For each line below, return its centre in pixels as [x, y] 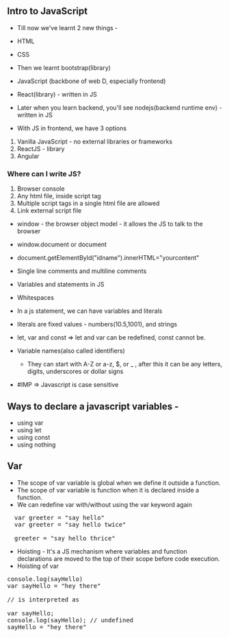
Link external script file [49, 211]
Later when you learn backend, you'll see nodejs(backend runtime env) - [119, 107]
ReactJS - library [41, 149]
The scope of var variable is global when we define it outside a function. [119, 482]
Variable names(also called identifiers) [71, 351]
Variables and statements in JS [60, 285]
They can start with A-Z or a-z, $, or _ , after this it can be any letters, [125, 364]
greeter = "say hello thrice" [65, 538]
